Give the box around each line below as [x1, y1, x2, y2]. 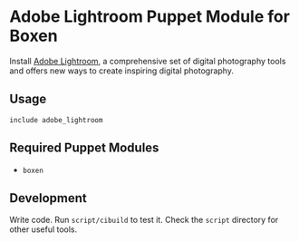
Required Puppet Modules [9, 140, 159, 156]
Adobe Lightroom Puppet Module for [9, 6, 290, 27]
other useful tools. [9, 224, 78, 235]
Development [9, 190, 88, 206]
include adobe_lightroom [9, 115, 103, 124]
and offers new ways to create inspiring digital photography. [9, 65, 234, 76]
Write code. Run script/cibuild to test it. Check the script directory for [9, 215, 279, 226]
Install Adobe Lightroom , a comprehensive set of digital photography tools [9, 55, 286, 66]
